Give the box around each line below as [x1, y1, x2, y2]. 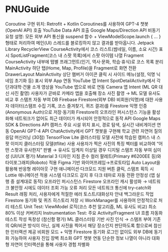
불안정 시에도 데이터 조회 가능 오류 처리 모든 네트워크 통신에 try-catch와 [10, 184, 152, 191]
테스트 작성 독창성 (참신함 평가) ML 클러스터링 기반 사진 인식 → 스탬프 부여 [5, 216, 152, 222]
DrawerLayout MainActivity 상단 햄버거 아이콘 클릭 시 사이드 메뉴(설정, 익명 [5, 71, 155, 77]
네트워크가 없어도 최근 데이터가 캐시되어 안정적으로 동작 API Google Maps [14, 115, 161, 121]
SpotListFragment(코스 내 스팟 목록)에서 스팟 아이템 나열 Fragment [10, 52, 144, 58]
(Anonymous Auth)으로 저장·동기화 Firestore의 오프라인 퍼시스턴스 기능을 [5, 109, 151, 115]
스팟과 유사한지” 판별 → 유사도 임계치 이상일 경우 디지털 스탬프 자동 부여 [10, 147, 152, 153]
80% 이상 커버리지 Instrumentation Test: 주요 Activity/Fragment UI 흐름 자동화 [5, 210, 163, 216]
